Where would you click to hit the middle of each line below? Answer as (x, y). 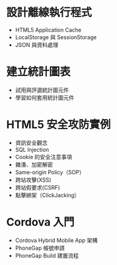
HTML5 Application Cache (48, 30)
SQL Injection (32, 149)
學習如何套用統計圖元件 (44, 97)
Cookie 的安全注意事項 (43, 157)
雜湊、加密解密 (34, 164)
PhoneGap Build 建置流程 (47, 255)
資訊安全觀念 (31, 143)
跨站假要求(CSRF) (37, 187)
